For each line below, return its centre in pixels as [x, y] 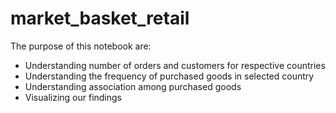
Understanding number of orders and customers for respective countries [175, 65]
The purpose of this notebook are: [81, 46]
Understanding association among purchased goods [133, 86]
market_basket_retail [100, 18]
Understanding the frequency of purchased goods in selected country [169, 76]
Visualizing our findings [73, 97]
